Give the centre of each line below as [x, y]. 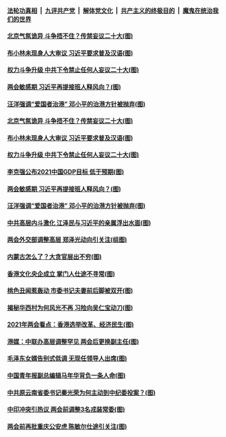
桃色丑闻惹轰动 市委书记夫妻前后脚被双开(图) [70, 291]
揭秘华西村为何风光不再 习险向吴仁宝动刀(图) [70, 307]
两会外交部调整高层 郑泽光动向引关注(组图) [67, 239]
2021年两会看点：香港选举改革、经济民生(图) [71, 324]
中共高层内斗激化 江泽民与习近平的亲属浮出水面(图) [79, 222]
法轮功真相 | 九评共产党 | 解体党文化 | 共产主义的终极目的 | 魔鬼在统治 [110, 10]
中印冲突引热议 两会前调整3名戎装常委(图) [66, 410]
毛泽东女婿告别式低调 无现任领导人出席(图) [67, 358]
